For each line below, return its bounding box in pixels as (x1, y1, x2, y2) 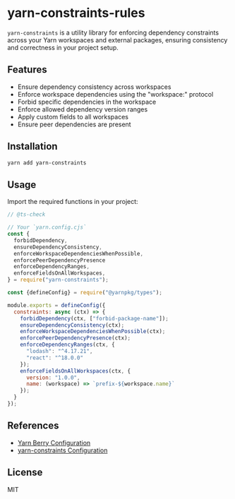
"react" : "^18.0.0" (25, 354, 83, 361)
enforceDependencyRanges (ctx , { (20, 341, 115, 349)
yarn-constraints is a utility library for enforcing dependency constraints (7, 28, 219, 37)
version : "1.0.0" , (25, 374, 80, 381)
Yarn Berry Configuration (17, 438, 91, 447)
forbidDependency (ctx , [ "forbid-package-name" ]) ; (20, 315, 169, 322)
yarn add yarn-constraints (7, 159, 87, 167)
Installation (7, 140, 58, 152)
